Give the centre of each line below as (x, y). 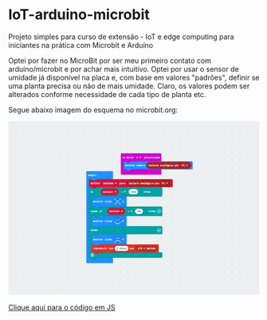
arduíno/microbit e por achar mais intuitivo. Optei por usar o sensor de (124, 68)
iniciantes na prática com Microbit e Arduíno (81, 45)
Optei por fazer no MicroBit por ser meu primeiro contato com (110, 60)
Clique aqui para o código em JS (62, 307)
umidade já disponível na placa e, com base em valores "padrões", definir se (134, 77)
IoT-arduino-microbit (79, 15)
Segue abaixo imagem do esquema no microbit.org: (93, 110)
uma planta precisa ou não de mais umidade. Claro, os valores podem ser (129, 86)
